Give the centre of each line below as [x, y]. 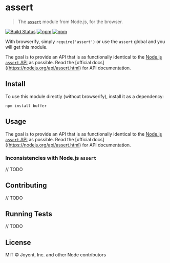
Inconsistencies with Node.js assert [51, 158]
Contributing [26, 186]
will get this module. [26, 47]
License [18, 242]
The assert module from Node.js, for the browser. [70, 22]
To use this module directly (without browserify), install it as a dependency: [84, 96]
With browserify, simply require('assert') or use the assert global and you [85, 41]
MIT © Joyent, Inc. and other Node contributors [56, 255]
